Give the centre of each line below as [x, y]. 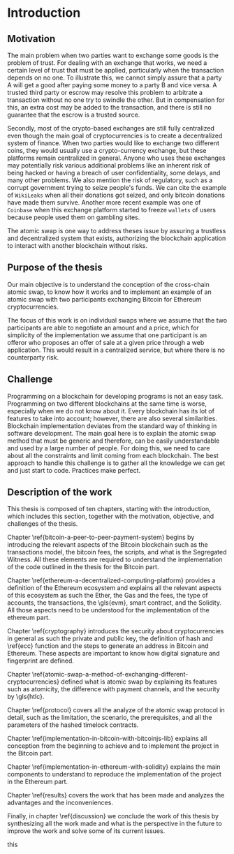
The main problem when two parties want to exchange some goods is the [113, 55]
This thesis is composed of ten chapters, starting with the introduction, [109, 509]
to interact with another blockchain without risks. [78, 245]
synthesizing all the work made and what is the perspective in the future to [115, 824]
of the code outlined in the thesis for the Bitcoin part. [83, 567]
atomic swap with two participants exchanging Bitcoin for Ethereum [104, 299]
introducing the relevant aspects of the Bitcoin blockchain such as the [108, 545]
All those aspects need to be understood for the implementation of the [108, 610]
